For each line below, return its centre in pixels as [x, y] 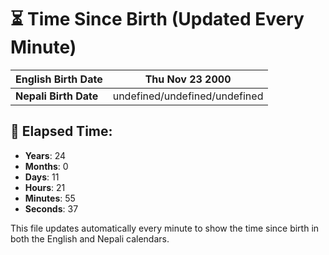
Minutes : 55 [50, 198]
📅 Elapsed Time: [61, 131]
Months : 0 [46, 166]
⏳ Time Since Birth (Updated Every [157, 19]
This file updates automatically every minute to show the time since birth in [165, 228]
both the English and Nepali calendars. [90, 238]
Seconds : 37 [51, 208]
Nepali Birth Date [57, 96]
